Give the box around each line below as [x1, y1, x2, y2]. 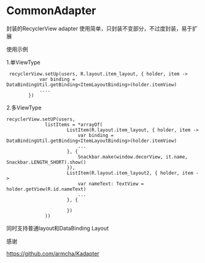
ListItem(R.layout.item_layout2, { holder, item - [66, 170, 199, 176]
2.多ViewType [6, 104, 42, 111]
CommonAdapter [6, 4, 96, 18]
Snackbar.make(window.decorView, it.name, [77, 154, 188, 160]
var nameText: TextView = [77, 181, 144, 187]
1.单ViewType [6, 58, 41, 66]
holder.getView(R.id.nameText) [6, 186, 87, 192]
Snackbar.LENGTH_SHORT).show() [6, 159, 87, 165]
